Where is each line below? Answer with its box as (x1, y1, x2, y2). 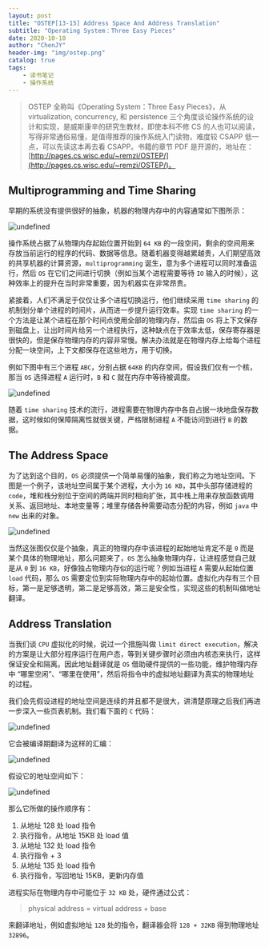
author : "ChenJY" (8, 42, 66, 50)
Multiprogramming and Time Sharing (8, 183, 196, 197)
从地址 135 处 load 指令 (19, 861, 96, 870)
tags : (8, 64, 26, 72)
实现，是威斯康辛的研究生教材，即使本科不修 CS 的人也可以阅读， (42, 122, 259, 131)
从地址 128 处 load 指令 (19, 821, 96, 830)
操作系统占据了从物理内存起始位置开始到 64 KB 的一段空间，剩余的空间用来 (8, 238, 255, 248)
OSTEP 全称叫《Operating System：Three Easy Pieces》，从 (27, 102, 227, 111)
